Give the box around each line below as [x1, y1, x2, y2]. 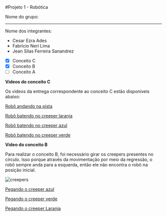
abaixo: [5, 94, 20, 100]
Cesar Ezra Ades [12, 38, 47, 44]
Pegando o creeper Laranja [5, 206, 61, 212]
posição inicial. [5, 167, 36, 173]
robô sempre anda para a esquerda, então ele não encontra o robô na [5, 162, 148, 168]
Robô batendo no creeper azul [5, 122, 68, 128]
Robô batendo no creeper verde [5, 132, 71, 138]
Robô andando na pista [5, 104, 53, 109]
